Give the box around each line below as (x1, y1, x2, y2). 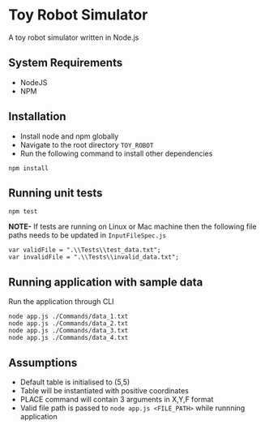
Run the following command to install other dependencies (19, 148, 213, 158)
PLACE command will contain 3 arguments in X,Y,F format (19, 395, 214, 404)
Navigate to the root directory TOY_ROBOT (19, 139, 154, 149)
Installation (8, 109, 66, 123)
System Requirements (8, 56, 123, 70)
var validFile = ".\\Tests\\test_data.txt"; (8, 246, 161, 255)
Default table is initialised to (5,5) (19, 377, 130, 387)
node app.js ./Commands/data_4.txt (8, 334, 129, 342)
